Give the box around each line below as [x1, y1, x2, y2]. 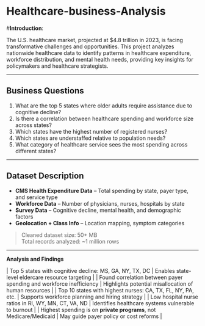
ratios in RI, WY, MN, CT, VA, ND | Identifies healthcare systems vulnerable [6, 299, 195, 306]
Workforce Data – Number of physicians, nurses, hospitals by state [15, 200, 185, 207]
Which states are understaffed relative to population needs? [15, 134, 166, 142]
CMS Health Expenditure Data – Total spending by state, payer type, [15, 187, 189, 194]
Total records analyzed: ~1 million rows [21, 237, 120, 245]
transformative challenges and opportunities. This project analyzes [6, 43, 174, 50]
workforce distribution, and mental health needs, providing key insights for [6, 56, 194, 63]
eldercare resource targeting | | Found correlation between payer [19, 273, 183, 281]
